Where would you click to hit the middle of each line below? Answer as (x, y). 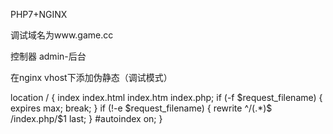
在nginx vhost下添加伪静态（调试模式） (91, 77)
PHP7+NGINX (39, 14)
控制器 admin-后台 (48, 56)
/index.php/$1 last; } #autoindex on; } (86, 118)
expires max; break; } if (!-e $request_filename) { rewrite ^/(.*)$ (141, 108)
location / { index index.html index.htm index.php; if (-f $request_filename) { (166, 97)
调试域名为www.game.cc (62, 35)
